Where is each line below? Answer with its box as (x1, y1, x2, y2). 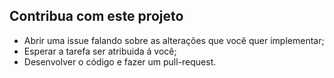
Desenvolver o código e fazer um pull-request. (23, 55, 217, 68)
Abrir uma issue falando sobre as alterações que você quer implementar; (23, 34, 325, 46)
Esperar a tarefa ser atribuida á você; (23, 45, 177, 57)
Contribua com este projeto (9, 8, 184, 25)
